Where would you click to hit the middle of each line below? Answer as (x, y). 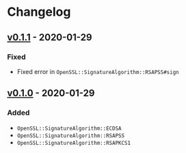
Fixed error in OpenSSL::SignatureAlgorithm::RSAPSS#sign (98, 71)
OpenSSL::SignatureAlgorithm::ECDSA (69, 128)
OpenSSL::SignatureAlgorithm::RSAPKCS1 (74, 143)
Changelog (39, 12)
